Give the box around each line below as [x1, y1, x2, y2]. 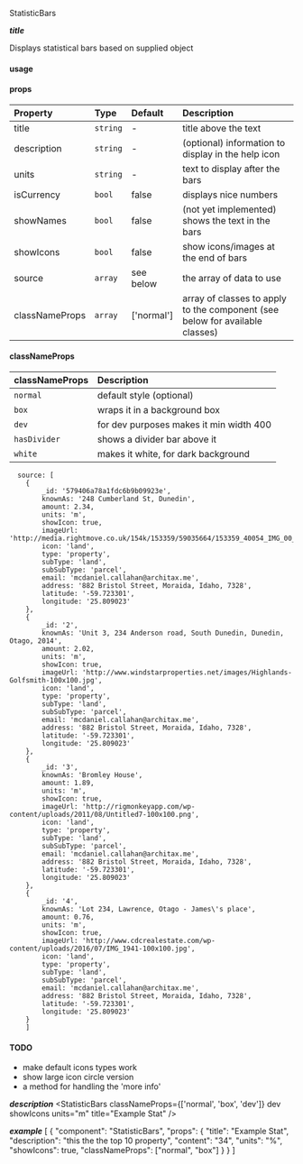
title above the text [181, 122, 262, 134]
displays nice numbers [181, 188, 278, 201]
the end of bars [181, 252, 248, 264]
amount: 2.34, [41, 502, 95, 511]
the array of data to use [181, 271, 281, 284]
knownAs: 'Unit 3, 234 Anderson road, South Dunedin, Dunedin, [41, 628, 284, 637]
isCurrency [14, 188, 61, 201]
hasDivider [14, 435, 60, 445]
